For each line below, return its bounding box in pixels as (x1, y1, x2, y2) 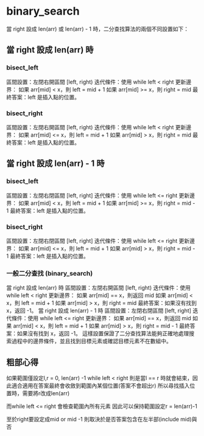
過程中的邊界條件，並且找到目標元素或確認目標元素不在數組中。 (11, 337, 172, 345)
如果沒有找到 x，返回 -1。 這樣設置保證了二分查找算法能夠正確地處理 (16, 330, 189, 337)
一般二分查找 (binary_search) (6, 269, 93, 277)
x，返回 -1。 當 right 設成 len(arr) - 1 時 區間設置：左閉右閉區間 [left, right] (6, 307, 192, 315)
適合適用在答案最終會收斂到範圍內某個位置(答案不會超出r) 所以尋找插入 (11, 382, 190, 390)
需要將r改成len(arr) (22, 390, 70, 397)
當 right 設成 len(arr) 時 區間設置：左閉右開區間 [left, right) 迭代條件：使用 (6, 284, 191, 291)
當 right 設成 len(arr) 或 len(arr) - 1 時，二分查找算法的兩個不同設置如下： (6, 25, 189, 32)
